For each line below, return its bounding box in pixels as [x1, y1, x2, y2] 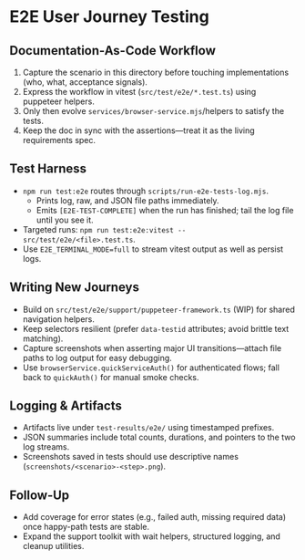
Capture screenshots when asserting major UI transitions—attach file [22, 342, 282, 353]
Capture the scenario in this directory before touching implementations [22, 67, 290, 78]
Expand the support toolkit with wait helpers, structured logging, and [22, 531, 280, 542]
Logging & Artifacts [9, 399, 123, 414]
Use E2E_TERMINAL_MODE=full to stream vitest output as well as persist [22, 244, 284, 254]
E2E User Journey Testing [9, 6, 209, 27]
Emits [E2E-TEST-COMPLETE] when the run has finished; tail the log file [36, 204, 294, 215]
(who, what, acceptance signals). [22, 77, 148, 88]
